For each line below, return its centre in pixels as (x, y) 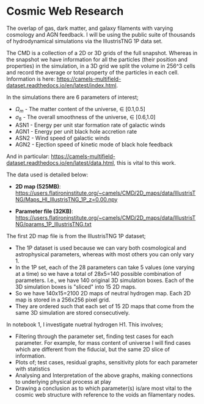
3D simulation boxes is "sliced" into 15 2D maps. (76, 287)
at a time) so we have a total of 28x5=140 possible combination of (98, 273)
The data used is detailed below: (47, 175)
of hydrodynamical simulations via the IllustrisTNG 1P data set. (85, 41)
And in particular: (28, 156)
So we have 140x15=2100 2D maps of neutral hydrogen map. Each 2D (103, 293)
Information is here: (31, 79)
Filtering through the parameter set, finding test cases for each (94, 336)
